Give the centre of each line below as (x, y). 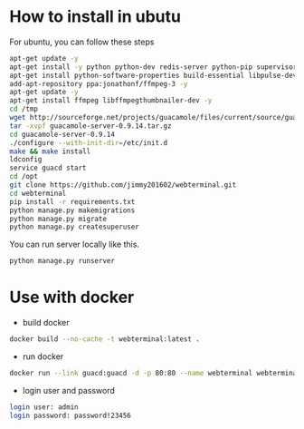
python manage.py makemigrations (72, 210)
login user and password (69, 390)
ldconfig (26, 160)
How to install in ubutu (95, 17)
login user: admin (44, 407)
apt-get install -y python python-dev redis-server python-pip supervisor (153, 67)
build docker (46, 323)
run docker (43, 356)
